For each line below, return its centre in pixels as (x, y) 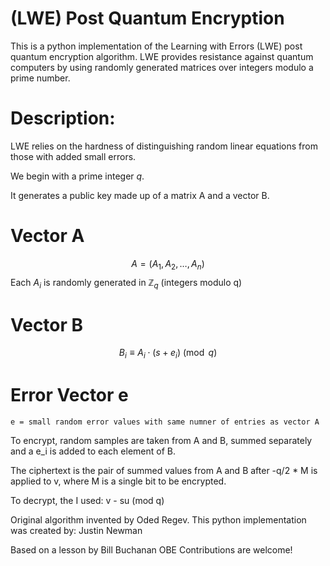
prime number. (40, 78)
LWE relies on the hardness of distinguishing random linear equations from (164, 146)
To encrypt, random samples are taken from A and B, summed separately (161, 441)
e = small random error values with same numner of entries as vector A (165, 422)
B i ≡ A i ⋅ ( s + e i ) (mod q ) (168, 354)
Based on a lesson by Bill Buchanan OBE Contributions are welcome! (151, 550)
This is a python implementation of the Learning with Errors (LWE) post (156, 46)
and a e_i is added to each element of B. (93, 451)
